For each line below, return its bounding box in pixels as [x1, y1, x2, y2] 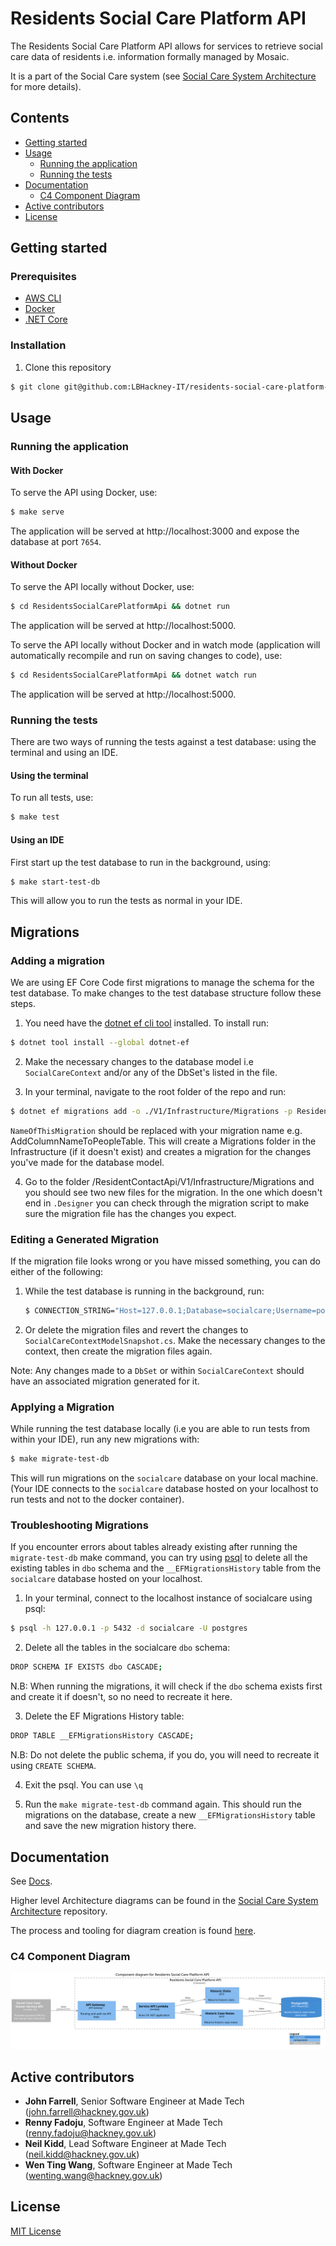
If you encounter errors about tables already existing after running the [10, 1541, 298, 1553]
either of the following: [10, 1266, 104, 1278]
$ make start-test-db [10, 877, 101, 887]
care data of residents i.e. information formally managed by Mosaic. [10, 50, 290, 62]
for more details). [10, 80, 82, 92]
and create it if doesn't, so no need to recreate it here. [10, 1691, 233, 1703]
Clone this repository [24, 361, 112, 373]
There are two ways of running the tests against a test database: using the [10, 736, 317, 748]
